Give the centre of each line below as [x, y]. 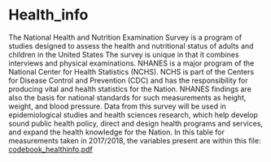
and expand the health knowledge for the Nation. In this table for [117, 132]
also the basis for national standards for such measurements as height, [127, 97]
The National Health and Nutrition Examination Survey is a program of [125, 37]
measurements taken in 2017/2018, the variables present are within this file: [135, 140]
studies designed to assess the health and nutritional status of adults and [131, 45]
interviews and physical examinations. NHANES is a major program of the [131, 63]
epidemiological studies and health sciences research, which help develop [133, 114]
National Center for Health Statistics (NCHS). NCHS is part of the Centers [131, 71]
